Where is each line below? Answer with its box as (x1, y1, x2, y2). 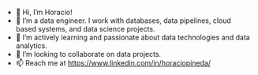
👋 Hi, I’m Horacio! (15, 8, 73, 17)
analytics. (15, 41, 47, 51)
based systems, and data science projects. (15, 24, 155, 33)
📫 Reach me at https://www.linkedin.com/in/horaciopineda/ (15, 58, 211, 67)
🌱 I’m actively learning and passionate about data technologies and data (15, 32, 250, 42)
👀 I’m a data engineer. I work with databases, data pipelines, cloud (15, 16, 231, 25)
